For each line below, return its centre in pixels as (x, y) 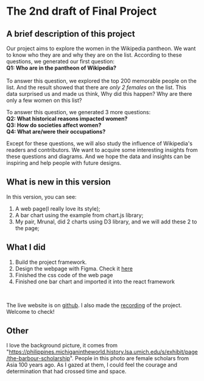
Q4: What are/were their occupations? (56, 132)
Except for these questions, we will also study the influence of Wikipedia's (100, 143)
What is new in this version (58, 182)
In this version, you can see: (42, 197)
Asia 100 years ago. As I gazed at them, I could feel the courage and (92, 365)
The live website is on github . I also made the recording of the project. (94, 305)
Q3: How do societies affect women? (54, 125)
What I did (26, 248)
